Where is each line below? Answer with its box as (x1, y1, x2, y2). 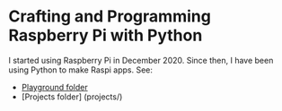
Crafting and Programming (8, 6, 212, 27)
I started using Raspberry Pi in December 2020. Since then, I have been (8, 55, 274, 65)
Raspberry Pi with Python (8, 25, 203, 46)
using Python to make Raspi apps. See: (8, 64, 154, 75)
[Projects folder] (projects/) (21, 91, 123, 102)
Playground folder (21, 81, 89, 92)
